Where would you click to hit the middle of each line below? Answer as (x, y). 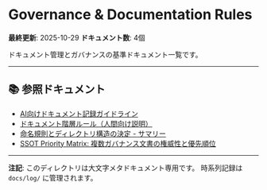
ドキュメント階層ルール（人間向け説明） (86, 123)
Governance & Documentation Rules (130, 15)
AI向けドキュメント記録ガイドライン (79, 114)
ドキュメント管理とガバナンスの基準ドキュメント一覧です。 (105, 54)
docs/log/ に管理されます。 (53, 177)
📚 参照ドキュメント (57, 89)
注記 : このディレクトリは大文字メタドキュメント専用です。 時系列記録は (126, 168)
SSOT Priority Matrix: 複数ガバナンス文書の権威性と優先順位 (118, 143)
